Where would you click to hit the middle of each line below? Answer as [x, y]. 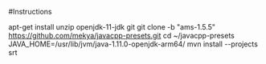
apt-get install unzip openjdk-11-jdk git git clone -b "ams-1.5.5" [112, 27]
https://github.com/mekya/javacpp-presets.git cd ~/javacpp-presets [121, 36]
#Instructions [30, 12]
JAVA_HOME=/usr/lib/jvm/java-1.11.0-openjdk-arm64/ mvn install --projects [133, 44]
